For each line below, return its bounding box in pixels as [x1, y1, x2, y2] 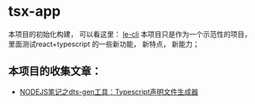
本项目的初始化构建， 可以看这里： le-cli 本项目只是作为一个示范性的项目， [8, 29, 252, 39]
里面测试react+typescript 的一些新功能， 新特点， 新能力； [8, 39, 200, 49]
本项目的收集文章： [8, 65, 102, 78]
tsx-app [8, 2, 61, 20]
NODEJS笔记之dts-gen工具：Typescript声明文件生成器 [19, 87, 199, 96]
